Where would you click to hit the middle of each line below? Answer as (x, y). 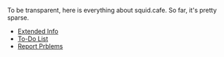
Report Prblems (40, 46)
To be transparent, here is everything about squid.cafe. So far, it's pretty (112, 10)
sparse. (18, 18)
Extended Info (38, 31)
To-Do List (33, 39)
